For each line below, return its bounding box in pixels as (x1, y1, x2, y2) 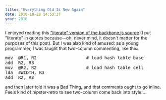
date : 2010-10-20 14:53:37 (5, 12, 61, 17)
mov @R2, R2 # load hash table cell (5, 65, 144, 70)
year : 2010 (5, 16, 28, 21)
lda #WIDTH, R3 (5, 70, 45, 75)
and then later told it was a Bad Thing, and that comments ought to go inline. (5, 84, 161, 90)
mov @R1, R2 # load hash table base (5, 55, 144, 61)
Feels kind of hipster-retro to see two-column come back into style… (5, 89, 145, 95)
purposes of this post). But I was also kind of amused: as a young (5, 40, 139, 46)
